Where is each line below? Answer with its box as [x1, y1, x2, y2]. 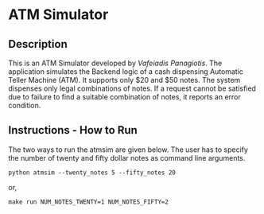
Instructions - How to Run [8, 123, 138, 137]
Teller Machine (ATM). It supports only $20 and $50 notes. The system [8, 76, 241, 84]
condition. [8, 101, 41, 110]
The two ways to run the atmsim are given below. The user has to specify [8, 145, 249, 154]
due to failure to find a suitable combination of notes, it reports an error [8, 92, 241, 101]
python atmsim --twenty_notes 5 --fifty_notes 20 [8, 169, 177, 177]
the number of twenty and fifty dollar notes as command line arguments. [8, 153, 246, 162]
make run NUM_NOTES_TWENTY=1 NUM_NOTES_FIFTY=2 [8, 197, 169, 206]
